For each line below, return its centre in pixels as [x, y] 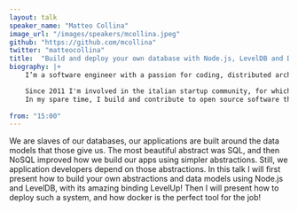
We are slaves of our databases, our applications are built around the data [144, 141]
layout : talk [33, 17]
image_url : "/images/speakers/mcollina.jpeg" [94, 34]
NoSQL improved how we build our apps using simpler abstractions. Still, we [149, 160]
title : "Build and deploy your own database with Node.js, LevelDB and [146, 59]
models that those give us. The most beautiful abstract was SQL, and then [145, 151]
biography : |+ [35, 67]
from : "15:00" [35, 116]
